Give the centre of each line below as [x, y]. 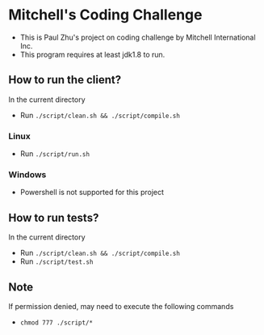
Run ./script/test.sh [57, 261]
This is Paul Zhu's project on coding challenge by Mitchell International [138, 37]
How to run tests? [54, 217]
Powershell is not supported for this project [92, 193]
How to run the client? [65, 80]
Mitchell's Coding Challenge [105, 15]
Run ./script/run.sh [55, 154]
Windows [27, 174]
